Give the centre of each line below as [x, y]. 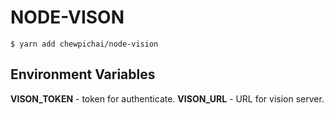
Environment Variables [83, 74]
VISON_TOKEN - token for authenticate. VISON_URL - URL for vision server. [167, 98]
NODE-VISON [67, 17]
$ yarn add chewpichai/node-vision [84, 44]
